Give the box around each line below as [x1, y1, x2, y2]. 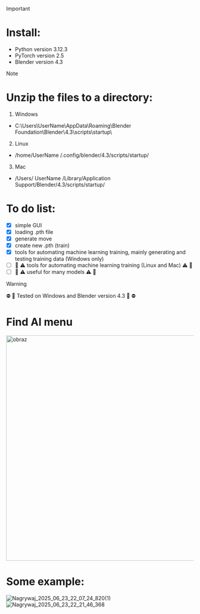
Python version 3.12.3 [14, 45, 68, 53]
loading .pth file [14, 228, 54, 235]
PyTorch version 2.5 [14, 52, 64, 59]
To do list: [6, 202, 56, 215]
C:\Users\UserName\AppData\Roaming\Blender [14, 122, 132, 129]
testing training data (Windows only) [14, 255, 104, 263]
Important [6, 5, 30, 12]
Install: [6, 26, 41, 39]
